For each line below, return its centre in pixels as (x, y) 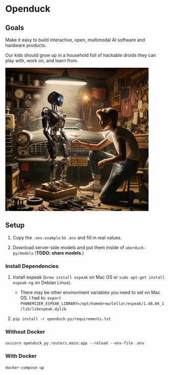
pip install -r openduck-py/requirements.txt (62, 319)
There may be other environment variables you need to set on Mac (90, 292)
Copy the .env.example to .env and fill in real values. (67, 237)
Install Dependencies (32, 266)
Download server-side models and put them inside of (68, 247)
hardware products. (26, 45)
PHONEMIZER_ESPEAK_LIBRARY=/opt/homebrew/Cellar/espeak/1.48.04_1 (92, 304)
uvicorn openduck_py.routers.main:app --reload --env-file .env (75, 343)
